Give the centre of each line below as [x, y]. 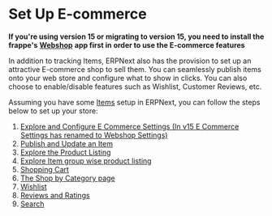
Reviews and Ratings [55, 195]
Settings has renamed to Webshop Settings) [94, 135]
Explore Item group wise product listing [86, 161]
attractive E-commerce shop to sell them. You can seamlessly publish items [135, 69]
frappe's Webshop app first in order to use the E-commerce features [127, 44]
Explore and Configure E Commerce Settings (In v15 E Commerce [130, 126]
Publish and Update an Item [67, 143]
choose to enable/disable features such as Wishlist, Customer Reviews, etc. [135, 87]
